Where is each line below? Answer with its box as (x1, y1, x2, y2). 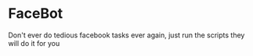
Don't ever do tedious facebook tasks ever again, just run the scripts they (8, 30, 245, 40)
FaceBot (8, 5, 63, 23)
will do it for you (8, 38, 60, 47)
